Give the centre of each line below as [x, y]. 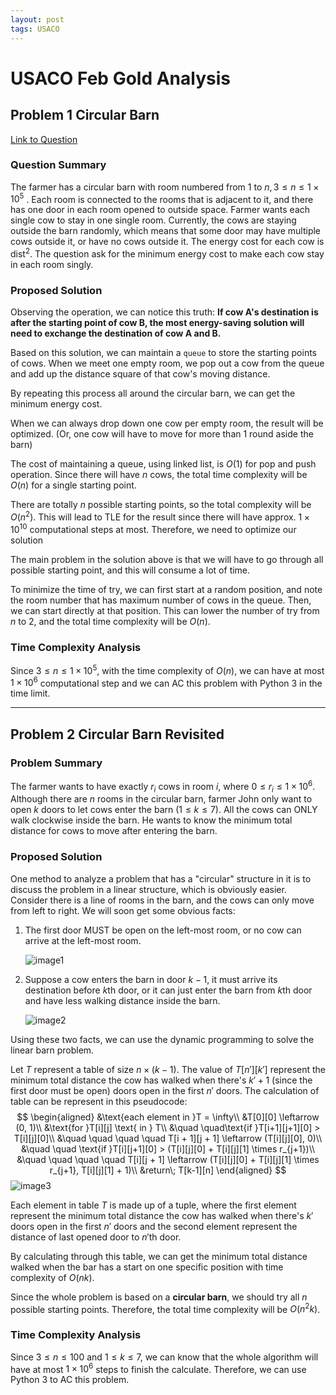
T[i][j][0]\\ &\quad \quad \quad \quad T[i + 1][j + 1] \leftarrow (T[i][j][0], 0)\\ [168, 1138]
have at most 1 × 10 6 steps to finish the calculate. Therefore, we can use [158, 1368]
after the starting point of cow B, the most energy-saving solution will [157, 323]
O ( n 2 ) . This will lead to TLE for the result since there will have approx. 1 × [160, 516]
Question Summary [58, 165]
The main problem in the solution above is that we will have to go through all [167, 559]
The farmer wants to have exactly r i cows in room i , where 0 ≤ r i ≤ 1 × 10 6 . [163, 787]
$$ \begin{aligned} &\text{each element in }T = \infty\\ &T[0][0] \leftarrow [168, 1117]
